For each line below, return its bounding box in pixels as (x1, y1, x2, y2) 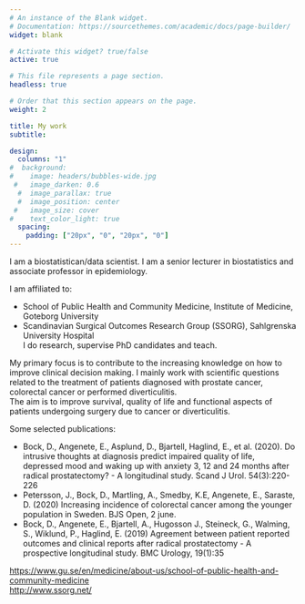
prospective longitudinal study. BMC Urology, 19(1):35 (22, 548, 225, 558)
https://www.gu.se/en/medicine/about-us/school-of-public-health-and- (9, 566, 280, 576)
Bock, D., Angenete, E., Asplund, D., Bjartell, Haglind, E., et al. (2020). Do (22, 441, 296, 452)
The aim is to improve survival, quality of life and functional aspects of (9, 396, 273, 406)
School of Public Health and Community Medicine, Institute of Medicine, (22, 302, 294, 312)
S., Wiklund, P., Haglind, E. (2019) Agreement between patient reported (22, 528, 290, 538)
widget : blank (9, 30, 64, 39)
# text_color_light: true (9, 214, 120, 223)
